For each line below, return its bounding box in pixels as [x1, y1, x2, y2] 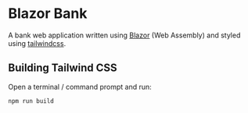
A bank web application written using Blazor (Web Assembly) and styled [8, 30, 241, 40]
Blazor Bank [8, 5, 88, 23]
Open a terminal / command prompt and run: [8, 82, 153, 91]
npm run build [8, 97, 55, 105]
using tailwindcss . [8, 38, 66, 48]
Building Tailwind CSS [8, 62, 117, 75]
